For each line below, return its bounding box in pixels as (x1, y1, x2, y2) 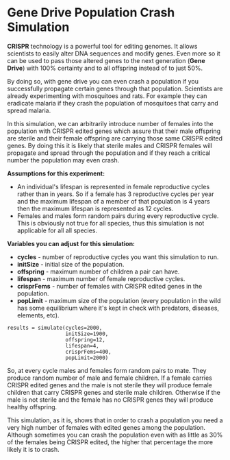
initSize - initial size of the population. (16, 260, 125, 268)
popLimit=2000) (65, 354, 109, 361)
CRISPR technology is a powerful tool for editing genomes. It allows (7, 42, 198, 50)
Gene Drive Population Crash (7, 5, 175, 21)
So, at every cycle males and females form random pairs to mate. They (7, 366, 207, 374)
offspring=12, (65, 336, 106, 343)
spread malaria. (7, 106, 51, 114)
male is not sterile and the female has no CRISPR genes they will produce (7, 396, 214, 404)
